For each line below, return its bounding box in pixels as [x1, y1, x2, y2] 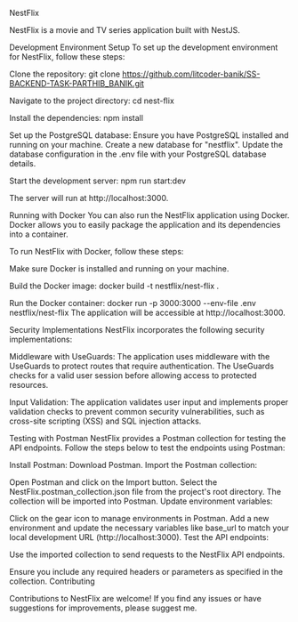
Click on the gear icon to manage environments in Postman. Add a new [9, 513, 270, 523]
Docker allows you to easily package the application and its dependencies [9, 220, 281, 230]
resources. [9, 380, 49, 390]
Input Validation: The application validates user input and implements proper [9, 397, 289, 408]
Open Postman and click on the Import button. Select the [9, 477, 218, 488]
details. [9, 158, 36, 168]
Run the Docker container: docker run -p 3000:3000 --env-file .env [9, 298, 256, 308]
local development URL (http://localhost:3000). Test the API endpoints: [9, 532, 270, 542]
